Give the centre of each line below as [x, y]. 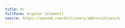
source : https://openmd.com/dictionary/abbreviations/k [62, 18]
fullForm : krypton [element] [34, 14]
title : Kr [15, 9]
